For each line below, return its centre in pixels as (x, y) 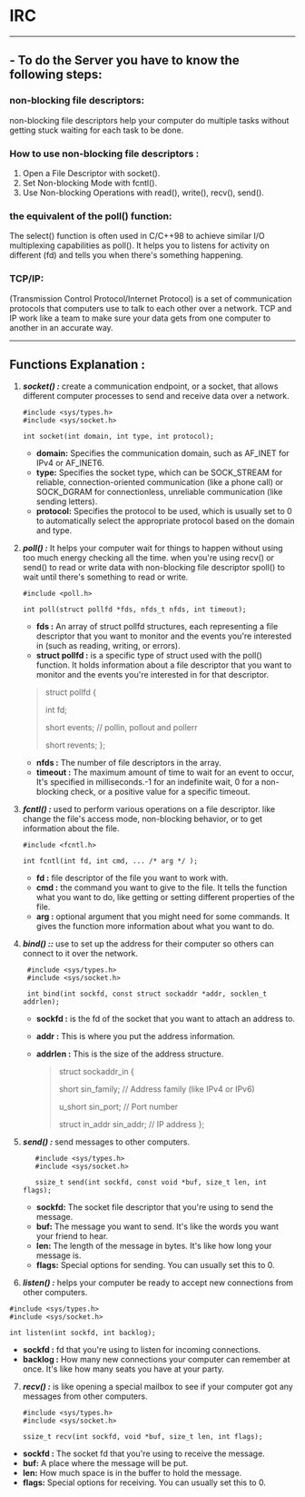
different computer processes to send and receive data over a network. (156, 396)
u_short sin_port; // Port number (118, 1107)
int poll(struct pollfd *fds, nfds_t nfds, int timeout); (134, 610)
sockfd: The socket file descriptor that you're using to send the (155, 1207)
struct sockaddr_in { (96, 1072)
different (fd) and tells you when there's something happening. (126, 255)
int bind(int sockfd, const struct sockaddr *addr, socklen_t (147, 994)
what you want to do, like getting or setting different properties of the (165, 897)
